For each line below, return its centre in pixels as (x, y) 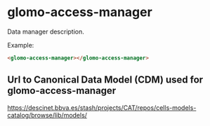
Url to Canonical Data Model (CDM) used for (105, 80)
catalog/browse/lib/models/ (47, 115)
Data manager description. (46, 31)
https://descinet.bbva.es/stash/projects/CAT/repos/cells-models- (102, 107)
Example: (21, 45)
